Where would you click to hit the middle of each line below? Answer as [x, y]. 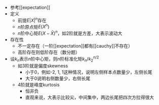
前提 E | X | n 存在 [32, 20]
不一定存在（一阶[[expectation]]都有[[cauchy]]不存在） [75, 46]
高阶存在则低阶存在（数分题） [49, 52]
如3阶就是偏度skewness [43, 66]
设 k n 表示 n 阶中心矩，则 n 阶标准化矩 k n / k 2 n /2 [54, 59]
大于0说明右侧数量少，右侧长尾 [58, 78]
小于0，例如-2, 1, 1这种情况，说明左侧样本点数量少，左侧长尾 [89, 72]
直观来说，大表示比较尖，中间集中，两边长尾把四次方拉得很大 [90, 97]
